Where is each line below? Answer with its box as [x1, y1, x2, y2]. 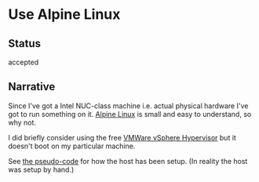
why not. [8, 118, 37, 127]
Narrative [8, 80, 56, 93]
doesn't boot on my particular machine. [8, 141, 136, 151]
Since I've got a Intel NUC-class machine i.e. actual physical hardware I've [8, 100, 249, 111]
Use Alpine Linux [8, 5, 121, 24]
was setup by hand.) [8, 165, 75, 174]
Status [8, 37, 42, 50]
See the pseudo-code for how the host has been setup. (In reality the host [8, 156, 248, 166]
